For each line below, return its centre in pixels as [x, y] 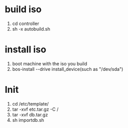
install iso [25, 50]
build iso [23, 9]
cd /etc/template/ [30, 104]
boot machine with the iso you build [49, 63]
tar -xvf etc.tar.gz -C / [35, 109]
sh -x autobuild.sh [31, 29]
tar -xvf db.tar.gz [30, 114]
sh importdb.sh [28, 120]
